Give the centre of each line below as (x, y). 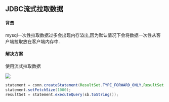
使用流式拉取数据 (23, 66)
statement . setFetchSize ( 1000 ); (38, 90)
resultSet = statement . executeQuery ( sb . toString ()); (62, 94)
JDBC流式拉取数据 (34, 9)
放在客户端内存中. (41, 41)
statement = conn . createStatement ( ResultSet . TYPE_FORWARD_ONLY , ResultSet (85, 85)
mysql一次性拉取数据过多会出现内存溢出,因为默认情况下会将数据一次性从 (81, 35)
